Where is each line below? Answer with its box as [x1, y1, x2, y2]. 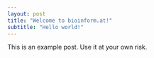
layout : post [7, 10, 46, 18]
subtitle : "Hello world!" [7, 23, 84, 30]
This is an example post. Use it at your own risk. [7, 43, 148, 52]
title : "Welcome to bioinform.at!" [7, 17, 113, 24]
